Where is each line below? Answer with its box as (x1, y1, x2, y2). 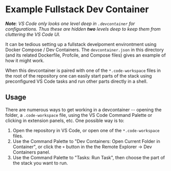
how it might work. (5, 57, 45, 63)
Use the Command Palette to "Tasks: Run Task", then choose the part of (12, 154, 165, 160)
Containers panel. (12, 149, 51, 155)
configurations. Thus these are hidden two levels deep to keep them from (5, 26, 161, 32)
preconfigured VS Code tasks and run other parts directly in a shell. (5, 78, 148, 84)
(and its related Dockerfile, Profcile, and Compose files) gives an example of (5, 52, 166, 58)
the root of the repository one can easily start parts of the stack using (5, 72, 152, 79)
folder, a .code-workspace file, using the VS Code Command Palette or (5, 112, 153, 118)
